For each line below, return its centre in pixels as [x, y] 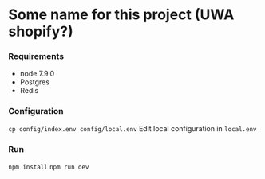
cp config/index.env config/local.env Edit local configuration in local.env [132, 128]
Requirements [36, 56]
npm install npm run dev [49, 167]
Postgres [35, 82]
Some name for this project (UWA [121, 15]
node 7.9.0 [37, 74]
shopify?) [41, 31]
